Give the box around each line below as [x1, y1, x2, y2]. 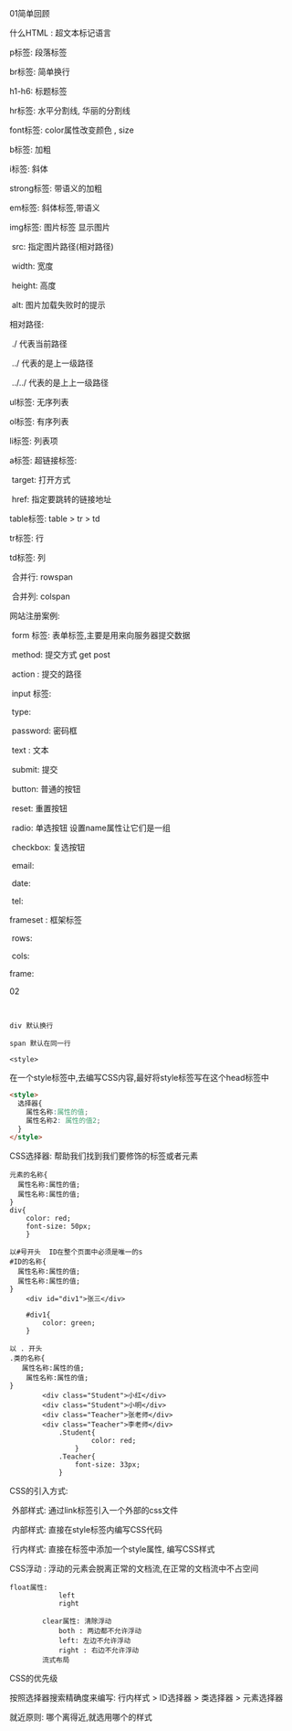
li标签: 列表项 [9, 435, 58, 446]
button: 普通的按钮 [11, 784, 81, 794]
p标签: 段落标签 [9, 47, 68, 58]
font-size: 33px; [74, 1460, 141, 1469]
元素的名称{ [9, 1170, 48, 1180]
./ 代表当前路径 [11, 338, 68, 349]
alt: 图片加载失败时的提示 [11, 300, 106, 310]
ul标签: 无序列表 [9, 397, 69, 407]
